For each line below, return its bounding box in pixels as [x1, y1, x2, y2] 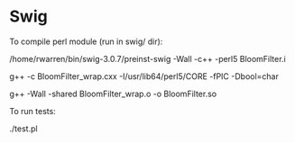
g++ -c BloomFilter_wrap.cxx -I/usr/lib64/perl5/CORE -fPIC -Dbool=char [9, 70, 280, 82]
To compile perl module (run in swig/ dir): [9, 36, 163, 47]
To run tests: [9, 105, 56, 116]
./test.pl [9, 123, 38, 134]
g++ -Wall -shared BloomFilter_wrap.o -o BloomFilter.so [9, 88, 217, 99]
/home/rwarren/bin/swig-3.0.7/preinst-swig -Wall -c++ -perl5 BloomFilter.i [9, 53, 286, 64]
